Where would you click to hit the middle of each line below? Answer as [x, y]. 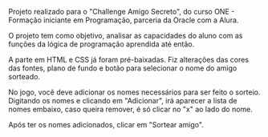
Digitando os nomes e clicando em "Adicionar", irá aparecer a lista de [123, 101]
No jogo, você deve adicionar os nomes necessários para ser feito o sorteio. [134, 92]
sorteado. [24, 77]
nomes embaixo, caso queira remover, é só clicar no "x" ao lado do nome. [130, 109]
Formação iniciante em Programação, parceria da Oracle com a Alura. [124, 20]
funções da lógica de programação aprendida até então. [102, 44]
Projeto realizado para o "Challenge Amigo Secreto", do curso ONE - [122, 12]
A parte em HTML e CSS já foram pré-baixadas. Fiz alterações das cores [129, 60]
